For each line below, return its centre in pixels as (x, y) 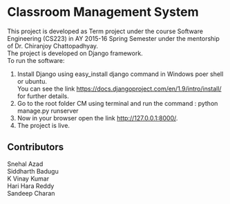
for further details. (43, 96)
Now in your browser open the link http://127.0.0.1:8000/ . (97, 118)
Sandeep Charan (31, 193)
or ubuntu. (32, 81)
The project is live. (44, 125)
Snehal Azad (25, 164)
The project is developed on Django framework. (75, 53)
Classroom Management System (103, 12)
